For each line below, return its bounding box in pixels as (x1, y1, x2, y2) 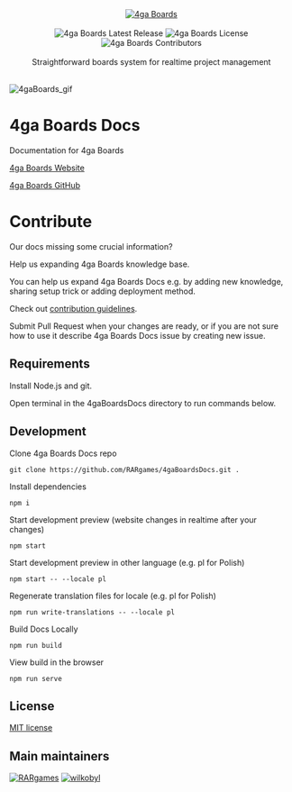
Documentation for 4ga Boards (9, 144, 124, 156)
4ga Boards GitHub (9, 179, 81, 190)
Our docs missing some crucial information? (9, 241, 173, 251)
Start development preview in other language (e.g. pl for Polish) (9, 557, 245, 568)
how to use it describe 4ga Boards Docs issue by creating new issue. (9, 330, 266, 341)
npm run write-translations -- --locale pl (9, 607, 176, 616)
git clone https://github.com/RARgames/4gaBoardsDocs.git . (9, 465, 241, 474)
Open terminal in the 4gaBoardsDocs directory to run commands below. (9, 397, 277, 408)
